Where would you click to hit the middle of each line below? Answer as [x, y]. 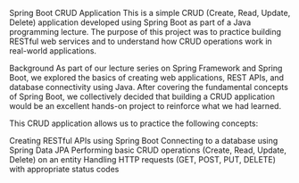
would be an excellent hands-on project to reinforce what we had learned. [145, 106]
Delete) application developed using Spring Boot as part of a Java [130, 22]
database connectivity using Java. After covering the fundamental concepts [149, 87]
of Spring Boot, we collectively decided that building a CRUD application [142, 96]
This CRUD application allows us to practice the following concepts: [134, 123]
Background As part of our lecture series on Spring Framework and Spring [146, 68]
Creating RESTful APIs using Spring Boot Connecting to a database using [144, 141]
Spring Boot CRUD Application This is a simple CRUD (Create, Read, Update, [150, 13]
